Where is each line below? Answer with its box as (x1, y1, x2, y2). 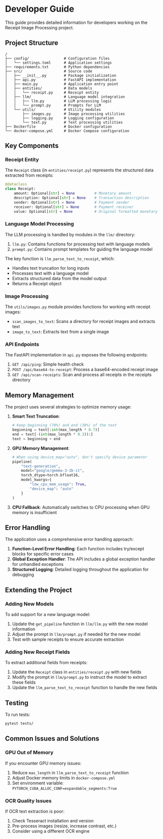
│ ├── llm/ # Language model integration (5, 94, 125, 99)
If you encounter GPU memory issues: (5, 760, 82, 766)
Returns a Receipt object (12, 280, 62, 286)
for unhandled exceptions (12, 561, 64, 567)
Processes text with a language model (12, 270, 89, 276)
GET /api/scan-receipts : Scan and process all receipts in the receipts (12, 372, 152, 378)
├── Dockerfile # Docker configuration (5, 124, 112, 129)
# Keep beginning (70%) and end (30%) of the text (12, 423, 117, 428)
